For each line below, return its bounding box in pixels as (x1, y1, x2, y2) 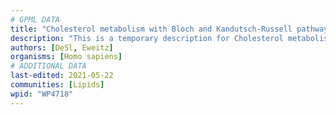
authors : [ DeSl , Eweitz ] (10, 42, 114, 53)
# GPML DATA (10, 14, 60, 25)
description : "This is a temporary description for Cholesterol (10, 33, 284, 43)
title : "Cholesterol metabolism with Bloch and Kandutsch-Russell (10, 24, 293, 34)
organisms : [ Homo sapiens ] (10, 52, 123, 62)
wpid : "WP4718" (10, 89, 74, 99)
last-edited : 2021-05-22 (10, 71, 114, 81)
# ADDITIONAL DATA (10, 61, 87, 71)
